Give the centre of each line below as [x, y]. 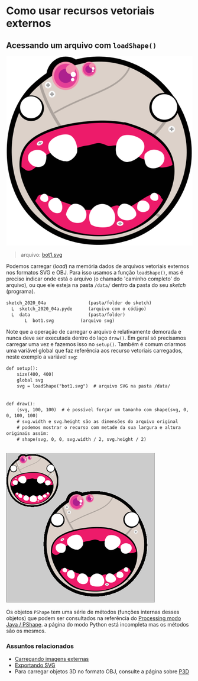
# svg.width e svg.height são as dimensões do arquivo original [98, 422]
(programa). [21, 292]
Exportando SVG [35, 665]
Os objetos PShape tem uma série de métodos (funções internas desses [93, 612]
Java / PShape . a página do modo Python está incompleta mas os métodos [98, 625]
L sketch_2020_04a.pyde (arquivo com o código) [79, 309]
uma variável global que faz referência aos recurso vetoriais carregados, [95, 351]
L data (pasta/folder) [69, 315]
